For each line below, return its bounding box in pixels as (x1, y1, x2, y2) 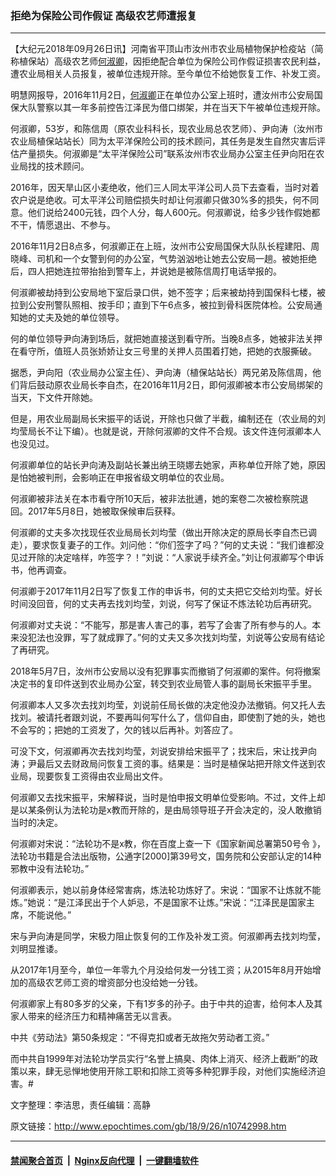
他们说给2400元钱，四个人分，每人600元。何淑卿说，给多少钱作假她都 (27, 207, 321, 219)
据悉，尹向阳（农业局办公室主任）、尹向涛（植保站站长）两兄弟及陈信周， (10, 367, 313, 379)
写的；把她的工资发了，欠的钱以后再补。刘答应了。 (27, 724, 238, 736)
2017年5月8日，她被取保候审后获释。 (27, 505, 181, 517)
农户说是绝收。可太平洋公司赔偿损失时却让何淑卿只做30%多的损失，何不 (10, 194, 311, 206)
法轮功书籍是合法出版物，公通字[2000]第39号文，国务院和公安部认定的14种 (10, 850, 322, 862)
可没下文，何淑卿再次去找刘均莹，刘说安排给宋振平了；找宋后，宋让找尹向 (10, 745, 317, 757)
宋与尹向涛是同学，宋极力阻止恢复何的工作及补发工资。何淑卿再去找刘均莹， (10, 930, 326, 942)
